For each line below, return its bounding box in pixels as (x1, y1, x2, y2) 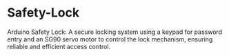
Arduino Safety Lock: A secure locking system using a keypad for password (7, 28, 223, 36)
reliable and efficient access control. (7, 42, 111, 50)
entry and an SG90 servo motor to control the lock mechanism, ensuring (7, 35, 213, 43)
